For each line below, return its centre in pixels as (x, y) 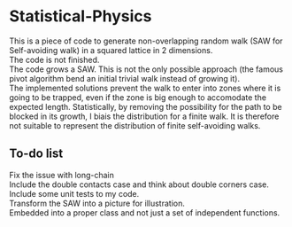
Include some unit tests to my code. (74, 193)
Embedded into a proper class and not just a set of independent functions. (145, 212)
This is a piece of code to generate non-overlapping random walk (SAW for (146, 41)
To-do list (36, 154)
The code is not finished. (54, 59)
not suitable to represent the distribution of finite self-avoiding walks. (135, 125)
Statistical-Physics (81, 16)
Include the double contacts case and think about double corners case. (139, 184)
